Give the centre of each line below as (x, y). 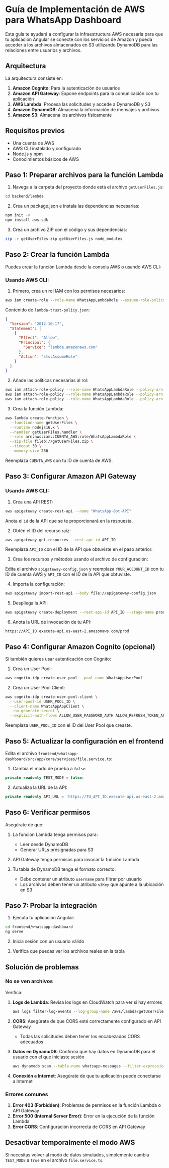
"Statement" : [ (26, 329)
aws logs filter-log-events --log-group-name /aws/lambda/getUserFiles (89, 1011)
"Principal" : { (34, 343)
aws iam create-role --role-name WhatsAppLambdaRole (62, 300)
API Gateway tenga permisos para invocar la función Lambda (76, 859)
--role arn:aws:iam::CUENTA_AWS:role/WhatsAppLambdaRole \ (73, 437)
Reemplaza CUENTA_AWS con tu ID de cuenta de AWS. (59, 460)
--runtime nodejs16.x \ (34, 427)
